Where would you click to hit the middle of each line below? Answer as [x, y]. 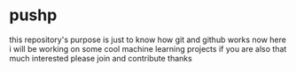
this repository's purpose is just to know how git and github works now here [148, 40]
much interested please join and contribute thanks [101, 58]
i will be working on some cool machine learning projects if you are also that [148, 48]
